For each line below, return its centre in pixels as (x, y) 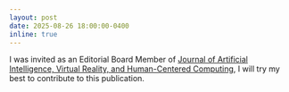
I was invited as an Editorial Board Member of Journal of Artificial (128, 60)
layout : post (33, 17)
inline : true (33, 34)
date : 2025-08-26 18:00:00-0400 (69, 26)
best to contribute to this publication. (77, 79)
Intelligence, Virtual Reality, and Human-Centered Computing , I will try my (145, 69)
